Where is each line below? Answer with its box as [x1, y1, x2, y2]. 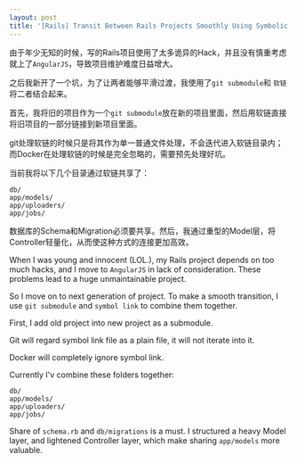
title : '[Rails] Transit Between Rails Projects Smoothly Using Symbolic [9, 21, 289, 30]
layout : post [9, 12, 58, 22]
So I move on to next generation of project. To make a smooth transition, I [9, 291, 278, 301]
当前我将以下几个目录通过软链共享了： [9, 167, 149, 178]
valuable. [9, 444, 43, 455]
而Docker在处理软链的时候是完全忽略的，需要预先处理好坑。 [9, 148, 231, 159]
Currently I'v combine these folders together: [9, 369, 175, 380]
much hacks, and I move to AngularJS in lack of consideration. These [9, 264, 261, 275]
